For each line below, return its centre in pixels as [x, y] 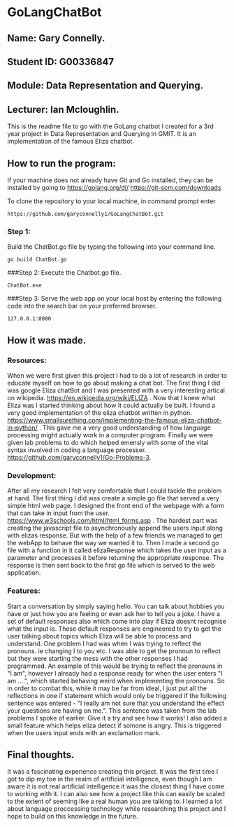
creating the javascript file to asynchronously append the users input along [115, 528]
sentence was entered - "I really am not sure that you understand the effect [116, 703]
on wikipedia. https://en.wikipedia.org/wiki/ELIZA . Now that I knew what [111, 397]
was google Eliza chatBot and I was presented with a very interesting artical [116, 390]
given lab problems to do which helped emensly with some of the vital [108, 442]
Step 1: [19, 231]
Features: [24, 591]
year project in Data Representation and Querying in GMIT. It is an [102, 134]
